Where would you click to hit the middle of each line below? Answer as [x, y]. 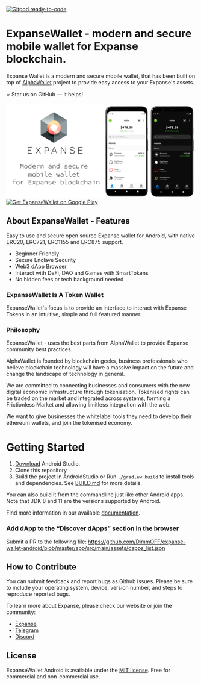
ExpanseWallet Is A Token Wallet [55, 295]
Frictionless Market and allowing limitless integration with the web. [89, 405]
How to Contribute [42, 567]
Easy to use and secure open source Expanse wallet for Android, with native [101, 236]
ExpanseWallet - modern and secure [99, 34]
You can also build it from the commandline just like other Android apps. [95, 495]
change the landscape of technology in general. [66, 374]
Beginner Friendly [37, 254]
